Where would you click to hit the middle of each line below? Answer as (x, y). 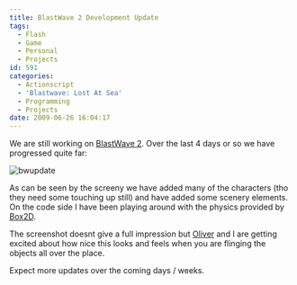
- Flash (32, 34)
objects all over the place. (57, 254)
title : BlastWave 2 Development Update (84, 18)
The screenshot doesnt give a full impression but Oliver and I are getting (143, 234)
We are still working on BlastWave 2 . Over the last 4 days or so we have (142, 144)
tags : (19, 26)
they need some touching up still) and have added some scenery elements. (149, 198)
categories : (31, 76)
